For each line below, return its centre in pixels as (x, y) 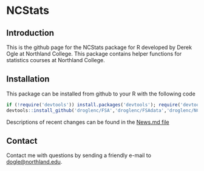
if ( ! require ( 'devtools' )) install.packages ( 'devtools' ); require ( (93, 105)
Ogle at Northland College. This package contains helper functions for (94, 54)
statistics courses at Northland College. (56, 60)
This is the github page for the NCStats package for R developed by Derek (99, 47)
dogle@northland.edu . (34, 162)
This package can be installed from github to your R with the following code (101, 94)
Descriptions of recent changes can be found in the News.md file (88, 122)
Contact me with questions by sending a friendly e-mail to (79, 155)
